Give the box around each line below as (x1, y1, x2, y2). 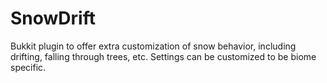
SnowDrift (10, 7, 96, 30)
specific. (10, 61, 47, 73)
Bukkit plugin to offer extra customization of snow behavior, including (10, 40, 297, 52)
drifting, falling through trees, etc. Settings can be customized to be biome (10, 50, 317, 62)
